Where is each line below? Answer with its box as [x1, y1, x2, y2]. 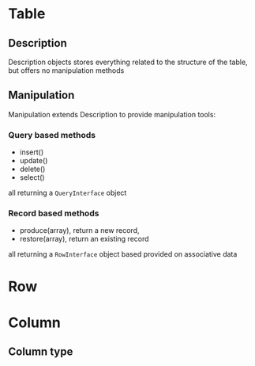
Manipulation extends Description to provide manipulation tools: [8, 109, 216, 119]
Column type [8, 345, 73, 359]
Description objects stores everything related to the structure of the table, [8, 57, 248, 67]
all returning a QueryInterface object [8, 188, 127, 198]
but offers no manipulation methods [8, 66, 125, 75]
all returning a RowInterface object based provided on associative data [8, 250, 238, 259]
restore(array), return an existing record [19, 234, 149, 244]
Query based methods [8, 129, 96, 140]
